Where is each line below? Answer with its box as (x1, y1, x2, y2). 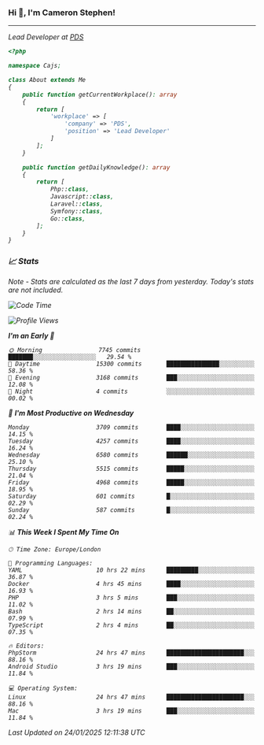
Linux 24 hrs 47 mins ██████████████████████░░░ (8, 693, 255, 701)
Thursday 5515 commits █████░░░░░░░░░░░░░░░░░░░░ (8, 465, 255, 473)
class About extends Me (8, 76, 86, 84)
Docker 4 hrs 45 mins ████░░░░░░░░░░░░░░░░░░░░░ (8, 580, 255, 587)
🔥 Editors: (8, 642, 45, 650)
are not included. (8, 285, 64, 295)
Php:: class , (49, 185, 90, 194)
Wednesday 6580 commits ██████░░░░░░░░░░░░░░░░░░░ (8, 450, 255, 459)
